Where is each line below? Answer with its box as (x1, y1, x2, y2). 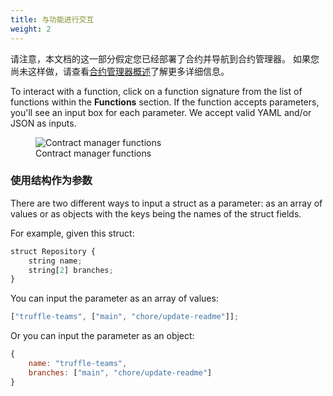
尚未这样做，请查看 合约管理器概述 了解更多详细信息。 (10, 65, 230, 77)
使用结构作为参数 (10, 174, 93, 188)
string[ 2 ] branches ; (28, 265, 114, 275)
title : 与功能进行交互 (10, 14, 95, 25)
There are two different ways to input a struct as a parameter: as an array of (10, 197, 323, 209)
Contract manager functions (35, 147, 152, 159)
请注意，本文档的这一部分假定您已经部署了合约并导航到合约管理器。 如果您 (10, 52, 320, 65)
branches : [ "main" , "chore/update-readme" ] (28, 367, 213, 378)
